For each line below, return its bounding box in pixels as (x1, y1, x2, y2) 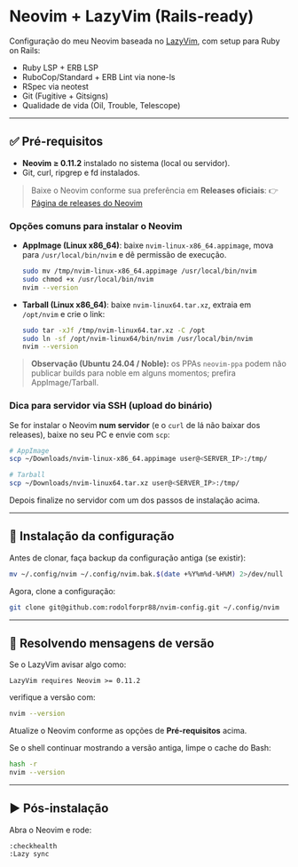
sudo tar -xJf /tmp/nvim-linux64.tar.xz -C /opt (21, 326, 206, 335)
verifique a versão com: (9, 692, 96, 703)
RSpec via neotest (21, 81, 89, 91)
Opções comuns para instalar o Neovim (9, 219, 183, 232)
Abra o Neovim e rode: (9, 824, 92, 835)
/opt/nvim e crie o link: (21, 308, 106, 319)
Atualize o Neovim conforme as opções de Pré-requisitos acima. (9, 726, 247, 736)
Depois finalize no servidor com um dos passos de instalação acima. (9, 495, 260, 505)
